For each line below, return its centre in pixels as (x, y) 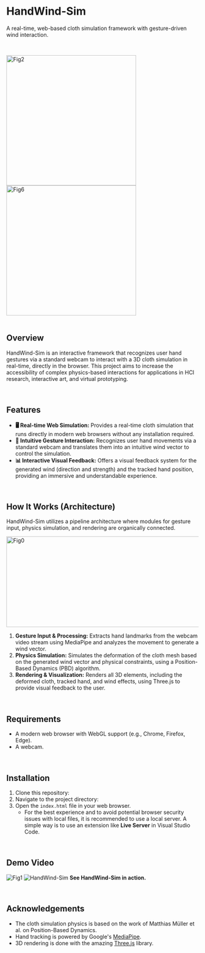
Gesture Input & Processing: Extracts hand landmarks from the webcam (106, 636)
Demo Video (30, 863)
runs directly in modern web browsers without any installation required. (105, 434)
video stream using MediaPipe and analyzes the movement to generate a (107, 642)
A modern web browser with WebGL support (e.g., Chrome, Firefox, (100, 734)
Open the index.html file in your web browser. (73, 806)
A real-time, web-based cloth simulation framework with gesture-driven (97, 28)
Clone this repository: (42, 793)
